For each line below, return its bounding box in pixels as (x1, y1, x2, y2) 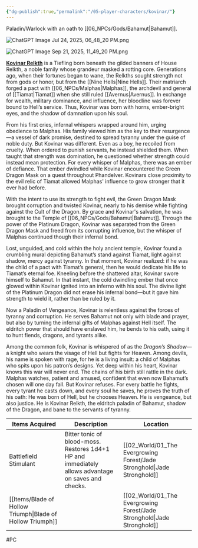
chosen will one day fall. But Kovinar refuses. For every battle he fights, (6, 381, 179, 388)
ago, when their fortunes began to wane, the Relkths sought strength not (6, 72, 183, 79)
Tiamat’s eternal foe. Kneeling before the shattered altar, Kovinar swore (6, 270, 179, 277)
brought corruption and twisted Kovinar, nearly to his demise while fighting (6, 202, 187, 209)
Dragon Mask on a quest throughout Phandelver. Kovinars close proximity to (6, 171, 192, 178)
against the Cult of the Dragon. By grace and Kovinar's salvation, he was (6, 208, 183, 215)
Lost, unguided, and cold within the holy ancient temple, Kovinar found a (6, 244, 182, 252)
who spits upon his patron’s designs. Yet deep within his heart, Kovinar (6, 362, 178, 369)
